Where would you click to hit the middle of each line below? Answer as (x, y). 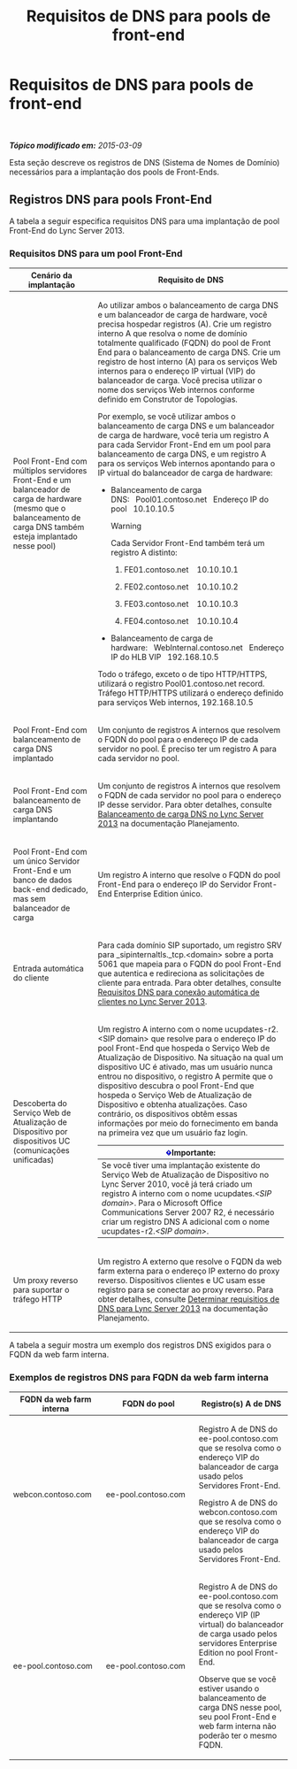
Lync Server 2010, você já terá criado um (177, 1184)
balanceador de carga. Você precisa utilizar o (180, 380)
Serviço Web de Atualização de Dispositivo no (185, 1174)
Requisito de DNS (190, 280)
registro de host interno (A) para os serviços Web (187, 361)
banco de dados (42, 880)
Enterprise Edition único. (158, 894)
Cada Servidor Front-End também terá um (188, 542)
